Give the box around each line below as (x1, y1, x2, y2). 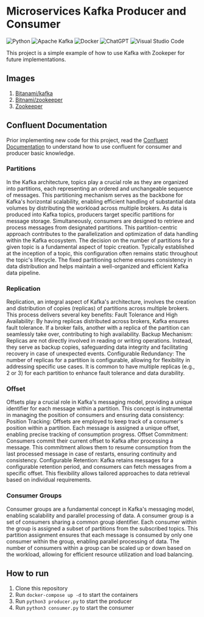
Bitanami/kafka (15, 90, 53, 97)
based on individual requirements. (6, 476, 92, 483)
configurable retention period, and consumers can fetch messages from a (6, 463, 192, 471)
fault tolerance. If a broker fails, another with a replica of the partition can (6, 324, 190, 332)
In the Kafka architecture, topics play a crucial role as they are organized (6, 178, 188, 185)
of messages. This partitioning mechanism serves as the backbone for (6, 191, 183, 199)
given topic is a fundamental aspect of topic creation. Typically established (6, 243, 194, 251)
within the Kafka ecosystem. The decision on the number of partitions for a (6, 237, 195, 244)
